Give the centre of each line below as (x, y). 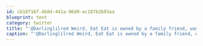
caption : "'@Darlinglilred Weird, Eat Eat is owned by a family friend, (100, 34)
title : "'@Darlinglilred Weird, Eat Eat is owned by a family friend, (97, 28)
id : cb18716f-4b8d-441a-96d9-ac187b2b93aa (60, 12)
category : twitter (29, 23)
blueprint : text (27, 17)
